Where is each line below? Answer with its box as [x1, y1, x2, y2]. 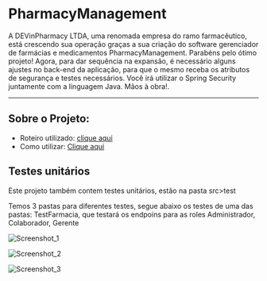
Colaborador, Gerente [8, 217, 79, 227]
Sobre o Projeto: [8, 112, 90, 125]
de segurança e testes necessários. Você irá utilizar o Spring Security [8, 73, 237, 83]
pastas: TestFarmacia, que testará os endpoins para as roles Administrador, [8, 210, 256, 219]
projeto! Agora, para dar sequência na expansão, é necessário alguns [8, 56, 236, 66]
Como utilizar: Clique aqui [19, 141, 105, 151]
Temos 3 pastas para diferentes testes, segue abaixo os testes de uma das [8, 201, 253, 210]
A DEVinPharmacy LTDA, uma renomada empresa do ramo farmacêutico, [8, 31, 248, 40]
